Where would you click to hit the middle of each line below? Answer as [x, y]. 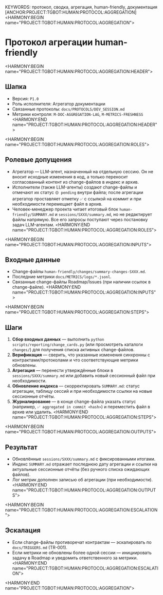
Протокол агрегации [49, 42]
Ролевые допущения [38, 160]
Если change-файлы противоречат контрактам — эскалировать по [82, 542]
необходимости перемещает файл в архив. [57, 204]
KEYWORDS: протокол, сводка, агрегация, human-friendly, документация [81, 7]
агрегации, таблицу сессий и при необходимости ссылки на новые [82, 391]
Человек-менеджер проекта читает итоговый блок [65, 209]
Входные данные [33, 260]
